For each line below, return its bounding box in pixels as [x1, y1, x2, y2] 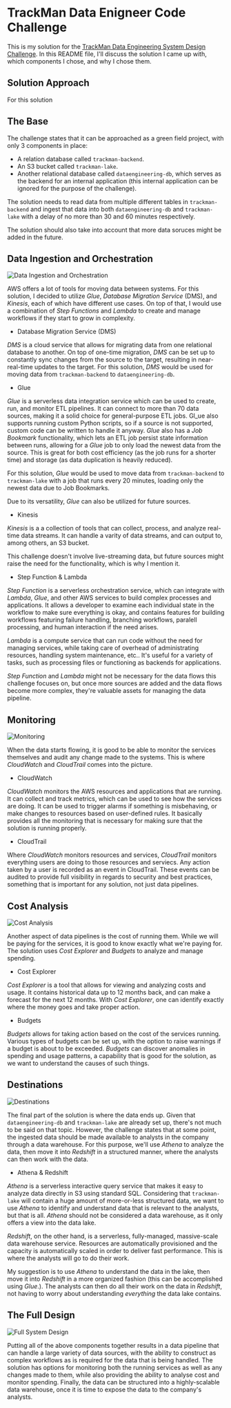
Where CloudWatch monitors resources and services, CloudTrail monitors [7, 851, 217, 859]
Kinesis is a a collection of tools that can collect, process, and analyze [7, 524, 207, 532]
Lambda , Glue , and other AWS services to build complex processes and [7, 593, 212, 602]
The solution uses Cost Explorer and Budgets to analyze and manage [7, 947, 203, 955]
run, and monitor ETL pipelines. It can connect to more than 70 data [7, 405, 199, 413]
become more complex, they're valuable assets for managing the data [7, 687, 206, 695]
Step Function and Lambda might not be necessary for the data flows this [7, 672, 217, 680]
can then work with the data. [7, 1155, 88, 1163]
